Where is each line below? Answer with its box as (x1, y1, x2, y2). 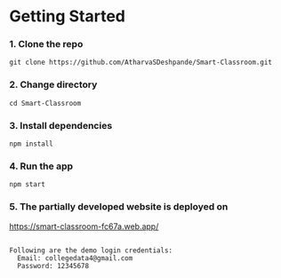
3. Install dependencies (9, 119, 113, 131)
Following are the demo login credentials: (9, 246, 173, 255)
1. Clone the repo (9, 38, 84, 51)
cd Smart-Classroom (9, 99, 82, 107)
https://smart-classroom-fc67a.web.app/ (9, 220, 159, 232)
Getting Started (9, 6, 126, 27)
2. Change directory (9, 78, 98, 91)
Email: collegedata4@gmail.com (17, 253, 133, 263)
